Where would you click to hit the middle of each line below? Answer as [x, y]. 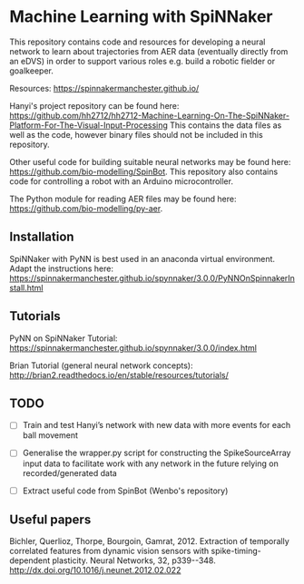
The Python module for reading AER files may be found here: [123, 199]
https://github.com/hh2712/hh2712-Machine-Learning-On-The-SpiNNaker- [150, 115]
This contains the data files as [226, 125]
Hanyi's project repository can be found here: [94, 105]
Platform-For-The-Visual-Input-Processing [88, 125]
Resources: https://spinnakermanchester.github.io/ [104, 88]
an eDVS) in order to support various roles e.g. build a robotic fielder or [142, 61]
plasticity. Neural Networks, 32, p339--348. [134, 560]
